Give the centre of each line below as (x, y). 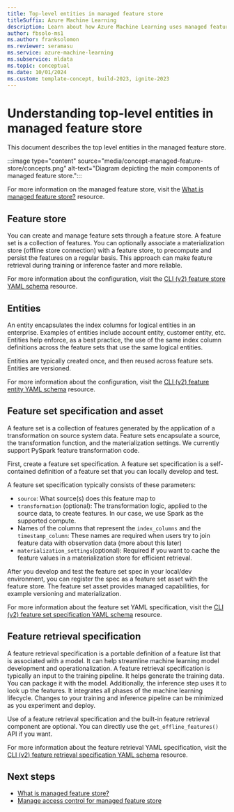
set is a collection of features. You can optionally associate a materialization (116, 243)
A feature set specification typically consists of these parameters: (102, 485)
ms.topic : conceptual (39, 66)
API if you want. (30, 734)
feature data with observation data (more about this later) (100, 543)
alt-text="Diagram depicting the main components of (144, 168)
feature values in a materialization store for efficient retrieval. (105, 558)
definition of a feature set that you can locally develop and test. (128, 471)
